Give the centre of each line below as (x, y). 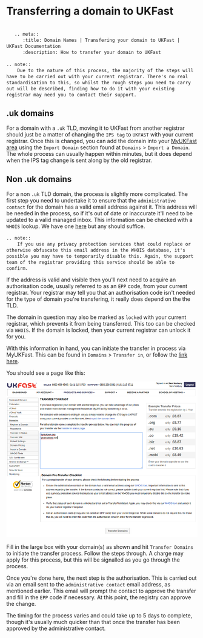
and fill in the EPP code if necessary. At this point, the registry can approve (99, 597)
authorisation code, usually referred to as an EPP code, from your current (97, 286)
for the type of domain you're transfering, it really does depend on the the (98, 299)
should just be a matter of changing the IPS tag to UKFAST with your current (100, 134)
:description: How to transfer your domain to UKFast (92, 52)
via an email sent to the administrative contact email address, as (88, 585)
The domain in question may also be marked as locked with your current (96, 317)
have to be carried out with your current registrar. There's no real (97, 76)
